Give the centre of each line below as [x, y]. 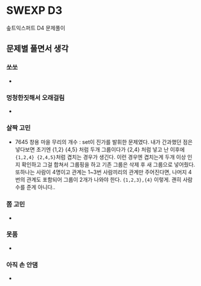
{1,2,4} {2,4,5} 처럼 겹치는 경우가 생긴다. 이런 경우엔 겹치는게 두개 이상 [100, 157]
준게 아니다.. [41, 187]
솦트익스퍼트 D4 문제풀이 [36, 28]
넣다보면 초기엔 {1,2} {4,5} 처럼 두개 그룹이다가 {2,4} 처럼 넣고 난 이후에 [100, 150]
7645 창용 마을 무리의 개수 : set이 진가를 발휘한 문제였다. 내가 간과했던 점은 [104, 142]
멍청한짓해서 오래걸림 [36, 98]
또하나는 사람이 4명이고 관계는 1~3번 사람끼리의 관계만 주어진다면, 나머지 [101, 172]
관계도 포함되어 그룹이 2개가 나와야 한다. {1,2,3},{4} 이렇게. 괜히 [104, 180]
